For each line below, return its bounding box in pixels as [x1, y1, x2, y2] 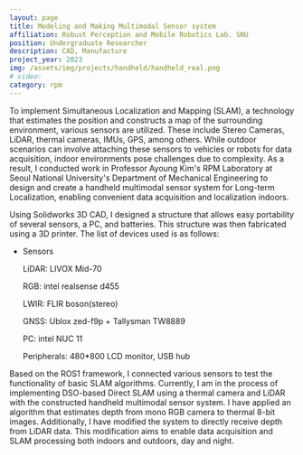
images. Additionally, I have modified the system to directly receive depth [9, 416, 283, 427]
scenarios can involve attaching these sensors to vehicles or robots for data [9, 144, 292, 154]
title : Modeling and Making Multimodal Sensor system [9, 22, 217, 31]
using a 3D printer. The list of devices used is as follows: [9, 227, 220, 239]
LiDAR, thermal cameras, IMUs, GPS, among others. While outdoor [9, 134, 258, 144]
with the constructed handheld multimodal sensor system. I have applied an [9, 396, 291, 407]
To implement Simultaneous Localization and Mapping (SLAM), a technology [9, 105, 295, 116]
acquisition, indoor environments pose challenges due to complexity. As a [9, 153, 285, 163]
